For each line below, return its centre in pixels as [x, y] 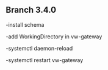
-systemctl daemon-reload [39, 48]
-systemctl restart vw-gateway [45, 60]
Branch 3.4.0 [31, 10]
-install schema [25, 24]
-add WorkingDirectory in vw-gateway [54, 37]
